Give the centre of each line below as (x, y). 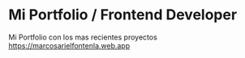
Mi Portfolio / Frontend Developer (123, 15)
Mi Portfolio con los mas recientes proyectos (83, 37)
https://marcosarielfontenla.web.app (69, 45)
